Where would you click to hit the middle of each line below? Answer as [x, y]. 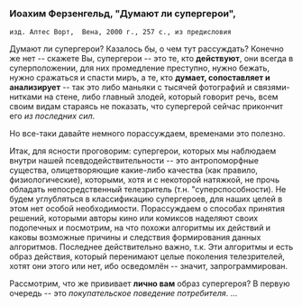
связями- [272, 88]
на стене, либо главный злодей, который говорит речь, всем [161, 97]
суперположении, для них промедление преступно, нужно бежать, [140, 68]
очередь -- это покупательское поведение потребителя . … [124, 293]
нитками [26, 97]
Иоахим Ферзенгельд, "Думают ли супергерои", [123, 14]
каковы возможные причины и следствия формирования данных [135, 237]
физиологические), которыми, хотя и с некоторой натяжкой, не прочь [144, 180]
